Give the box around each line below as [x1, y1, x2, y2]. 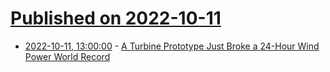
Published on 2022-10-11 [10, 7, 222, 30]
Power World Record [24, 50, 111, 62]
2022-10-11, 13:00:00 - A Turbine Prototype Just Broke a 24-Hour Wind [24, 40, 320, 52]
